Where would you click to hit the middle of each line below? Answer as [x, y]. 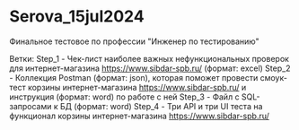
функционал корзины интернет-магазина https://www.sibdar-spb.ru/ [139, 116]
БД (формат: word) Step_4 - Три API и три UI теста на [161, 106]
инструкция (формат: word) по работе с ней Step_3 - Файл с [124, 97]
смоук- [273, 77]
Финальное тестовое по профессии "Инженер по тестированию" [134, 41]
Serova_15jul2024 [77, 17]
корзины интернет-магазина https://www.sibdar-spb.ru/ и [137, 87]
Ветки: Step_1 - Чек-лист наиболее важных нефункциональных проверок [149, 58]
